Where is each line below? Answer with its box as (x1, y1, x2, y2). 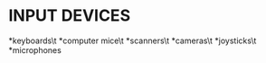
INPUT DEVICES (8, 5, 131, 26)
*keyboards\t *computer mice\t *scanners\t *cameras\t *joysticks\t (8, 35, 257, 46)
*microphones (8, 44, 62, 55)
